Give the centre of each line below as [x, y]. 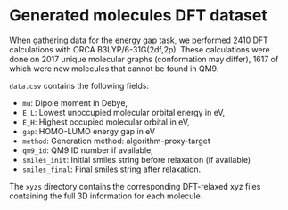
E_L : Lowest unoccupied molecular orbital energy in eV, [123, 112]
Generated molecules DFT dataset [138, 16]
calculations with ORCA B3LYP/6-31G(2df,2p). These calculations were [140, 49]
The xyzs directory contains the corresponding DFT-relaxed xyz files [135, 186]
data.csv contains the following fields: [79, 85]
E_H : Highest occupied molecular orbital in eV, [106, 122]
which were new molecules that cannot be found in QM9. [114, 69]
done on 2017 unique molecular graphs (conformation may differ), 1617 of [144, 59]
